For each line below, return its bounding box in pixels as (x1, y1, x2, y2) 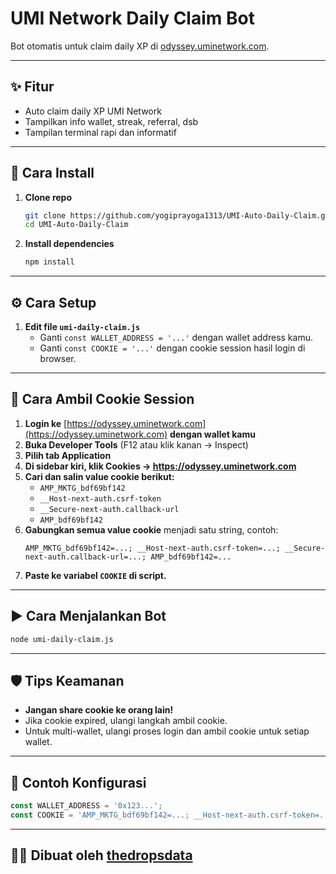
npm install (24, 257, 75, 267)
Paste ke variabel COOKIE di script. (24, 569, 167, 581)
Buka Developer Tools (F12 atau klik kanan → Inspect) (24, 438, 249, 451)
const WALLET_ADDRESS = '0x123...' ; (10, 801, 163, 811)
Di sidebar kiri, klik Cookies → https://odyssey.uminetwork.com (24, 460, 297, 472)
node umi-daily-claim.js (10, 634, 114, 644)
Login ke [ (24, 417, 68, 429)
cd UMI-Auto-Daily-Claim (24, 220, 129, 230)
